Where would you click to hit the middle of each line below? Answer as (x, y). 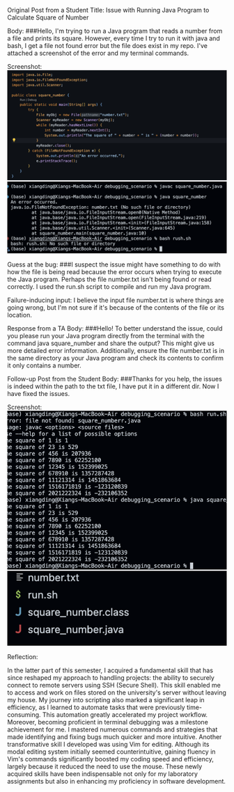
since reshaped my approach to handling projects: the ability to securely (111, 678)
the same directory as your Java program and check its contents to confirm (116, 358)
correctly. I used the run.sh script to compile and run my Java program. (109, 287)
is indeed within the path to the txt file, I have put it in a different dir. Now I (113, 386)
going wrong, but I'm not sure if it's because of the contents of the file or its (116, 308)
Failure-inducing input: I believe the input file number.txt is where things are (116, 300)
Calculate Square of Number (48, 17)
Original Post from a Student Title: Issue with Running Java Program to (108, 10)
